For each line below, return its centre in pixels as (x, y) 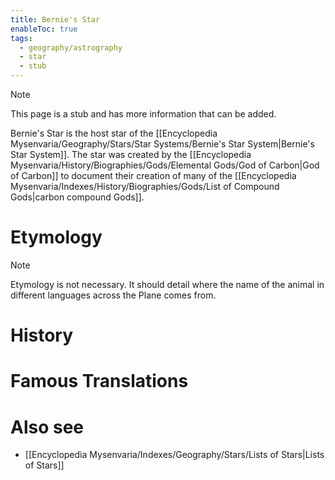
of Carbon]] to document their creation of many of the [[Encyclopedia (153, 175)
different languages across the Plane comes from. (113, 295)
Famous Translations (99, 381)
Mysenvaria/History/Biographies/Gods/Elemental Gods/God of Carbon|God (165, 165)
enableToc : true (44, 29)
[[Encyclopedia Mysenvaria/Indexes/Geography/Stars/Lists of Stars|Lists (174, 455)
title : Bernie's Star (55, 19)
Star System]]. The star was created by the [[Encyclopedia (131, 154)
